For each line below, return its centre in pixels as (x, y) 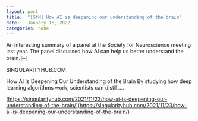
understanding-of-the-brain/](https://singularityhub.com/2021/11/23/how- (97, 106)
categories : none (28, 28)
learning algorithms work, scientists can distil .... (65, 88)
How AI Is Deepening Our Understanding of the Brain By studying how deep (99, 81)
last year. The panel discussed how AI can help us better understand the (95, 52)
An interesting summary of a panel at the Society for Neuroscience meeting (99, 45)
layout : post (22, 12)
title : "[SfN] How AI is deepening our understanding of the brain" (94, 17)
